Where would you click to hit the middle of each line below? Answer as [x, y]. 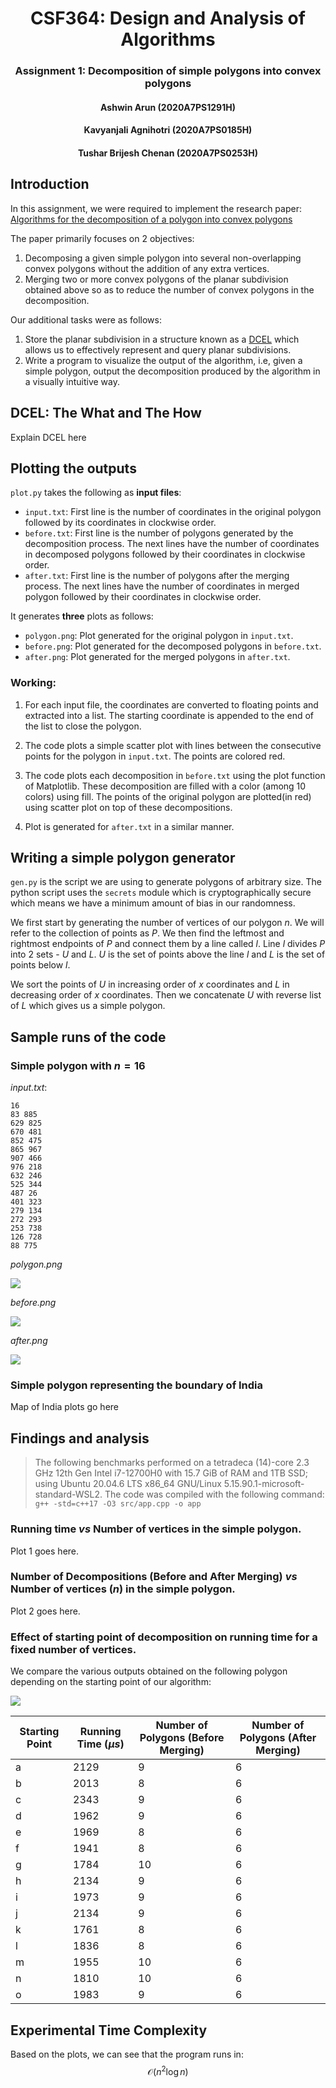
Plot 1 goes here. [45, 1551]
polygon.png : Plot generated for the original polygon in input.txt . [159, 636]
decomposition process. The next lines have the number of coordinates [172, 544]
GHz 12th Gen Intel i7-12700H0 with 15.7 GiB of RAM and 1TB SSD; [171, 1473]
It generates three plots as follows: [82, 616]
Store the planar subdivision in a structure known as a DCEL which [162, 339]
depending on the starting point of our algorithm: [111, 1682]
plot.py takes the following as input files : [96, 493]
